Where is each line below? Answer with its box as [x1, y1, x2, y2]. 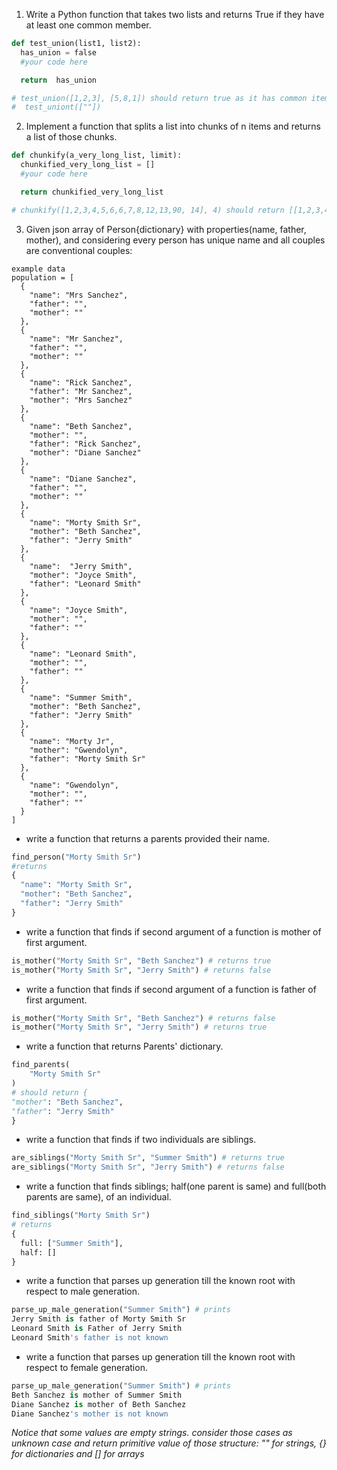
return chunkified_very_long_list [20, 187, 164, 197]
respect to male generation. [25, 1285, 141, 1298]
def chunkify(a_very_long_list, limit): [11, 150, 183, 161]
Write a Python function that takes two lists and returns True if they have [25, 9, 325, 20]
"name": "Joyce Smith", [29, 605, 129, 615]
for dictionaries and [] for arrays [11, 1448, 145, 1460]
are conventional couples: [25, 244, 133, 256]
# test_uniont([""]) [11, 102, 102, 113]
